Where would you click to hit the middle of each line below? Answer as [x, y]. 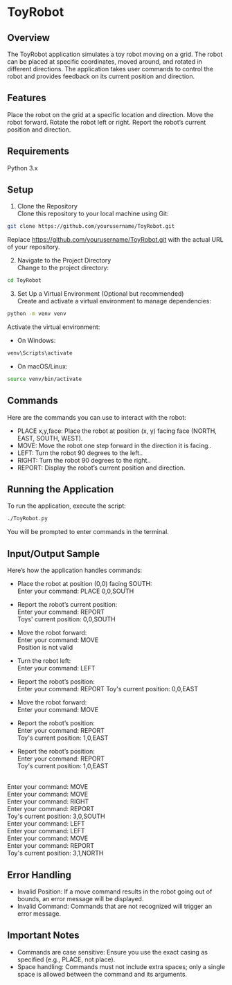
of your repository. [34, 247]
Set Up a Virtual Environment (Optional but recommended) [100, 294]
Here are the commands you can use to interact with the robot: [97, 417]
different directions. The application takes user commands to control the [110, 69]
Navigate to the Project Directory [64, 260]
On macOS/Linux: [42, 366]
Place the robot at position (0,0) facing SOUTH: [84, 584]
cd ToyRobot [24, 281]
